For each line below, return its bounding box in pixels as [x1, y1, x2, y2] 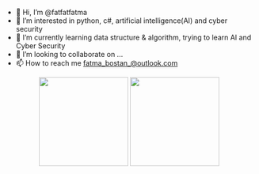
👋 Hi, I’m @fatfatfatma [15, 8, 88, 17]
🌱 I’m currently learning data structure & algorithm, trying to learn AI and [15, 32, 252, 42]
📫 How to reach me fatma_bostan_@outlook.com [15, 59, 178, 67]
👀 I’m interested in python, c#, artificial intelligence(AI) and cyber [15, 16, 228, 25]
